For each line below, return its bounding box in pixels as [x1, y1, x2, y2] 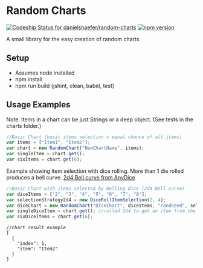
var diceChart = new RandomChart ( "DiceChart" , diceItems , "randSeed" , [6, 203, 188, 209]
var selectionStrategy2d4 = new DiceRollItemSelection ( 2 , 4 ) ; [6, 196, 166, 203]
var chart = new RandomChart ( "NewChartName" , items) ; [6, 145, 145, 152]
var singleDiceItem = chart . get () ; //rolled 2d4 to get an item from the [6, 208, 196, 214]
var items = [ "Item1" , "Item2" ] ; [6, 139, 91, 146]
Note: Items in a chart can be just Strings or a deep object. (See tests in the [6, 116, 193, 123]
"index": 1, [17, 241, 47, 247]
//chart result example [6, 225, 66, 231]
